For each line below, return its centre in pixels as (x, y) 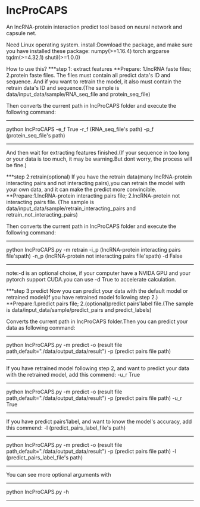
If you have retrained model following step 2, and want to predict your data (98, 368)
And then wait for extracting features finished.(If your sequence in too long (98, 152)
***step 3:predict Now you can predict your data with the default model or (97, 291)
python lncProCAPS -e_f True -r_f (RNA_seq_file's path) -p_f (80, 129)
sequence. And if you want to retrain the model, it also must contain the (94, 82)
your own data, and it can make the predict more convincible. (81, 189)
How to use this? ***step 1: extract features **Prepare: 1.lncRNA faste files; (99, 68)
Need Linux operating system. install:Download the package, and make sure (99, 45)
